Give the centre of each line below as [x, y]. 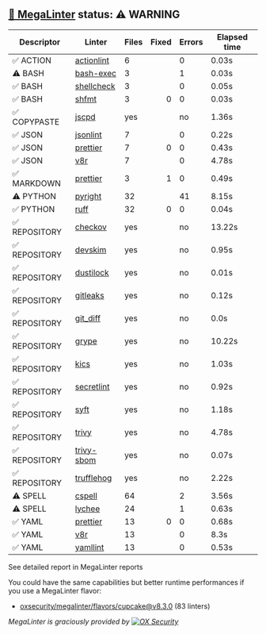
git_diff [88, 318]
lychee [87, 509]
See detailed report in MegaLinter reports [76, 567]
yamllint [89, 547]
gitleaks [89, 295]
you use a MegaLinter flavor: [55, 590]
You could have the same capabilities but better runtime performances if [126, 582]
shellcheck [95, 86]
